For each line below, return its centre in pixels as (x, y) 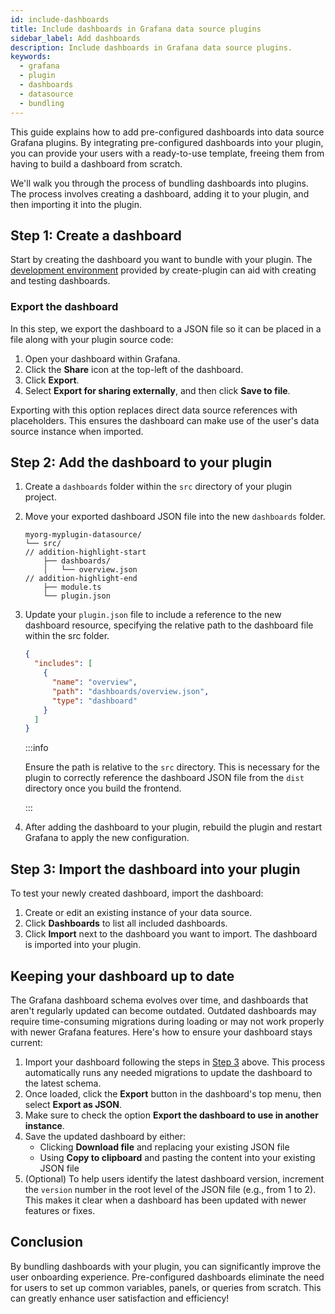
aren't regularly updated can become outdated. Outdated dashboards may (163, 1010)
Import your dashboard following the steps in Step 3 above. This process (175, 1062)
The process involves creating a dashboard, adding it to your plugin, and (160, 193)
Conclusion (47, 1242)
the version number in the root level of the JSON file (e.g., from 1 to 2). (170, 1189)
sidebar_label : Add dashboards (75, 38)
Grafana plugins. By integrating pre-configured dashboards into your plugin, (167, 142)
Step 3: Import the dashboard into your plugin (155, 869)
